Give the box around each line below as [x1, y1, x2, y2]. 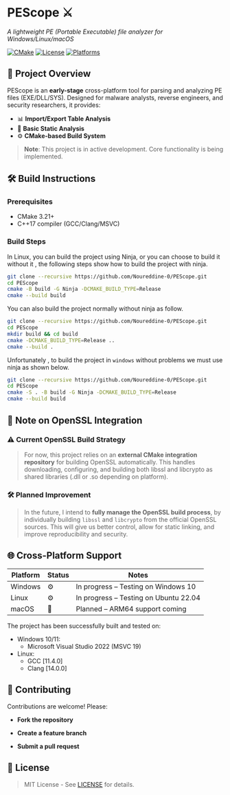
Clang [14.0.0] [27, 664, 67, 672]
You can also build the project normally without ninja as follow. [7, 305, 184, 313]
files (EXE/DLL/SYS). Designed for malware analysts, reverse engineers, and [7, 93, 223, 102]
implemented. [23, 152, 63, 161]
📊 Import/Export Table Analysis [16, 115, 111, 123]
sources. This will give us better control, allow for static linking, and [23, 523, 215, 531]
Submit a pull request [16, 742, 80, 750]
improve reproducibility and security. [23, 530, 128, 538]
